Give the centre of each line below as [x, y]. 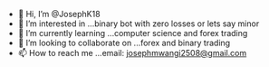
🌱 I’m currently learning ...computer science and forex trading [133, 33]
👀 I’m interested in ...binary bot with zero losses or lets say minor [139, 24]
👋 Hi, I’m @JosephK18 [59, 14]
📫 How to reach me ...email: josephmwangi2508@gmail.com [132, 53]
